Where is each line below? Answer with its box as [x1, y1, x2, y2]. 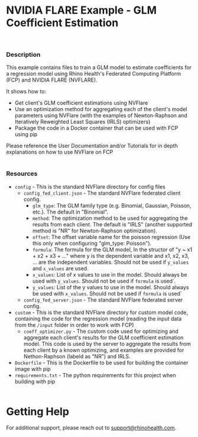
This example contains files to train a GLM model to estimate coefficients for [6, 64, 192, 71]
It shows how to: [6, 88, 46, 95]
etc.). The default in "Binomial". [32, 208, 109, 215]
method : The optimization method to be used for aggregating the [32, 214, 188, 222]
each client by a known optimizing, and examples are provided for [23, 347, 184, 354]
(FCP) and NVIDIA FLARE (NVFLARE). [6, 76, 98, 83]
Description [6, 50, 41, 59]
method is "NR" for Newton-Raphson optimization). [32, 227, 158, 234]
